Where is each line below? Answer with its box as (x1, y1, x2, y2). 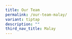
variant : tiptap (5, 17, 40, 22)
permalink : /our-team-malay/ (5, 12, 67, 17)
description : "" (5, 21, 40, 27)
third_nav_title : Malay (5, 26, 56, 31)
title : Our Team (5, 7, 40, 13)
